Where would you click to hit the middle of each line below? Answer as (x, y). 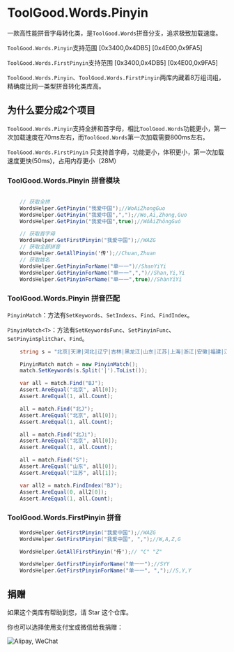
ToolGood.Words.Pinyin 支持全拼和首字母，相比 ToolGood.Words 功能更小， (111, 128)
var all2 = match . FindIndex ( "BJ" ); (71, 485)
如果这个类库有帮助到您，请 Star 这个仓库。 (70, 612)
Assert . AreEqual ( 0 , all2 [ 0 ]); (64, 492)
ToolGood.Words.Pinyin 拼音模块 (64, 181)
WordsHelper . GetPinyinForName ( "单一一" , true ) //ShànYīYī (101, 279)
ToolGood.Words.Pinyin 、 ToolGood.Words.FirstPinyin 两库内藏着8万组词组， (116, 77)
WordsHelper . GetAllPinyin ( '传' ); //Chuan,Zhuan (88, 253)
